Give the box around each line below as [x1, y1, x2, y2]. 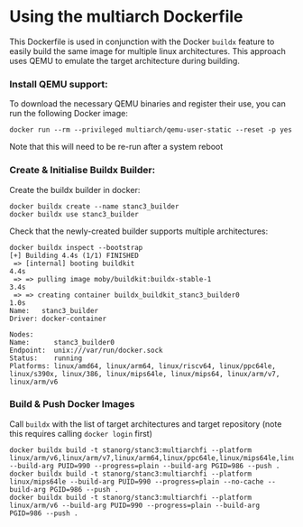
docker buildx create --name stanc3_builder [9, 201, 179, 211]
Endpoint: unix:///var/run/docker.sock [9, 346, 164, 355]
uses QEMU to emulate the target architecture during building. [9, 55, 241, 66]
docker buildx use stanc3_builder [9, 209, 140, 218]
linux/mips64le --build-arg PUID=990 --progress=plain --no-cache [9, 476, 264, 486]
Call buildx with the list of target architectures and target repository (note [9, 418, 282, 430]
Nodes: [9, 329, 34, 339]
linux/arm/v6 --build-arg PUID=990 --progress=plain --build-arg [9, 501, 260, 510]
